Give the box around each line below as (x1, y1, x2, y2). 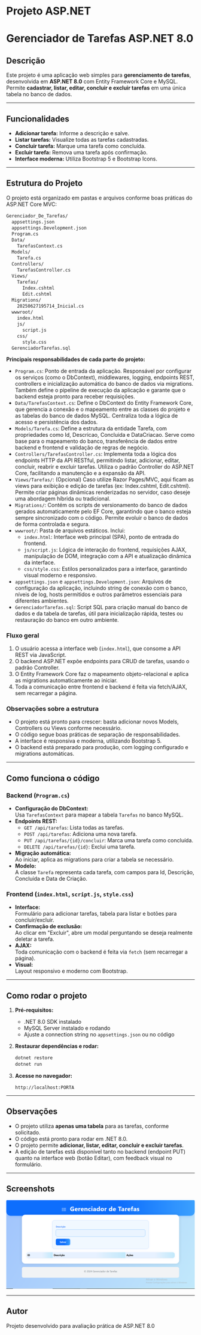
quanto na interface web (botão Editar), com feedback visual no (14, 1154, 172, 1161)
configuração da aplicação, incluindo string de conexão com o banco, (14, 584, 187, 591)
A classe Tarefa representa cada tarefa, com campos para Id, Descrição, (14, 869, 194, 876)
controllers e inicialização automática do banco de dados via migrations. (14, 380, 194, 387)
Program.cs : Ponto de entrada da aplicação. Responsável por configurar (14, 367, 192, 374)
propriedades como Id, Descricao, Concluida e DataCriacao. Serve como (14, 431, 195, 438)
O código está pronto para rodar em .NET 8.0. (14, 1135, 128, 1142)
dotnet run (14, 1062, 42, 1068)
